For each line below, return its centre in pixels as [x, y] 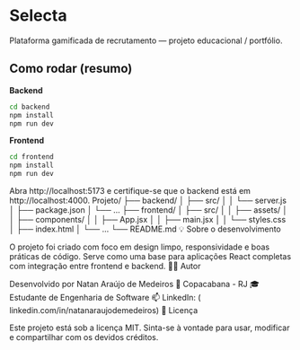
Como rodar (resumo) [71, 69]
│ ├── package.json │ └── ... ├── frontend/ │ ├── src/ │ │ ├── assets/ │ [149, 210]
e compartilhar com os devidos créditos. [84, 337]
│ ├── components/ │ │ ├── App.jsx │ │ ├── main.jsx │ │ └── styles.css [148, 219]
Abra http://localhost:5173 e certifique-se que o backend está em [130, 191]
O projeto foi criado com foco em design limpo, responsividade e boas [140, 247]
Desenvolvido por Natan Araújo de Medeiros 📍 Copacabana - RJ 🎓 [135, 284]
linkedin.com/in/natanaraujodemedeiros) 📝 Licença [104, 310]
